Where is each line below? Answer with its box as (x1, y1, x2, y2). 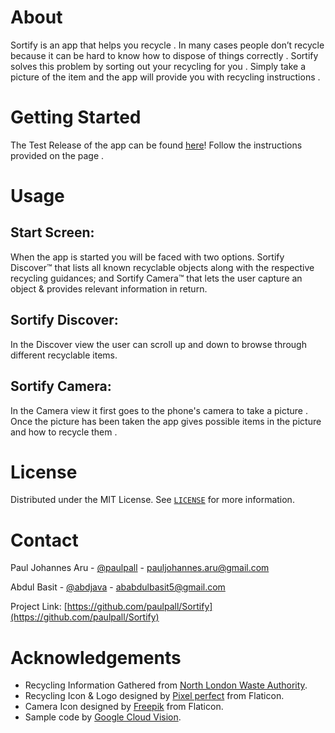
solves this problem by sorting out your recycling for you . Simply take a (10, 60, 307, 72)
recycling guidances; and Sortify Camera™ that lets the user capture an (10, 272, 303, 284)
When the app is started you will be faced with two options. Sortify (10, 251, 285, 263)
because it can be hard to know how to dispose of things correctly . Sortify (10, 49, 319, 61)
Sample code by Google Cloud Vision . (24, 711, 182, 723)
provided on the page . (10, 149, 105, 161)
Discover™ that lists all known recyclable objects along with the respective (10, 261, 315, 273)
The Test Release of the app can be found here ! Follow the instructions (10, 139, 303, 151)
